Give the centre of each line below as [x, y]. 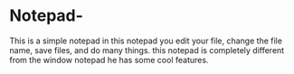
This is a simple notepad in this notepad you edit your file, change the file [146, 41]
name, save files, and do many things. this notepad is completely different [147, 50]
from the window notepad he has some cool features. [109, 60]
